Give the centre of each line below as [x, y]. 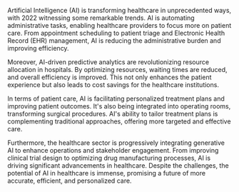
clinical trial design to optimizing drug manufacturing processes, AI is [109, 158]
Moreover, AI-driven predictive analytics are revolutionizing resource [108, 62]
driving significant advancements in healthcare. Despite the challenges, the [118, 166]
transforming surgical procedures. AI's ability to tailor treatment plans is [113, 114]
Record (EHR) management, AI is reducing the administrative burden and [114, 41]
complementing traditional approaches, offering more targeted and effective [119, 121]
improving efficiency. [38, 48]
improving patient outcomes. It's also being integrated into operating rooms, [119, 106]
